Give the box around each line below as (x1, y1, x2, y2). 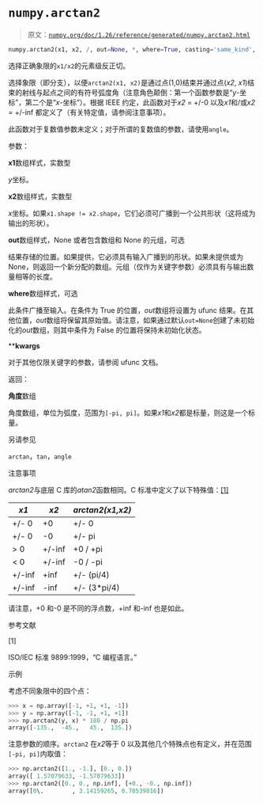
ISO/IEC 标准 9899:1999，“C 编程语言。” (8, 652, 137, 662)
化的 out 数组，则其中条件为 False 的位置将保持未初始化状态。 (8, 325, 206, 334)
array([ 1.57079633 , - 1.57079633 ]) (8, 772, 126, 781)
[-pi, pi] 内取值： (8, 749, 69, 759)
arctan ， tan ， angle (8, 451, 73, 461)
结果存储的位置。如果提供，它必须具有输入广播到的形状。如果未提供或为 (8, 252, 243, 261)
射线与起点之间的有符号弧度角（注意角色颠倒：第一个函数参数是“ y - (21, 87, 240, 97)
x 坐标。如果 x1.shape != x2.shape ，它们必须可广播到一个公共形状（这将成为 (8, 208, 256, 218)
